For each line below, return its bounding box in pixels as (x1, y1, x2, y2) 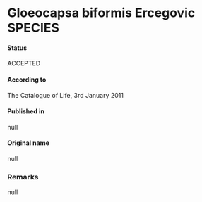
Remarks (7, 172, 39, 182)
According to (7, 75, 47, 84)
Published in (7, 107, 44, 115)
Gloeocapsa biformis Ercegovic (7, 5, 196, 21)
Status (7, 44, 28, 52)
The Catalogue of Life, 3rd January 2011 (7, 91, 124, 99)
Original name (7, 139, 49, 147)
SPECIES (7, 20, 60, 36)
